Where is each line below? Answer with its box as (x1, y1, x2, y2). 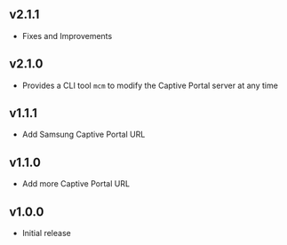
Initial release (21, 228, 71, 239)
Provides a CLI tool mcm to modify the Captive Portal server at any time (21, 80, 278, 91)
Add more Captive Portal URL (21, 178, 131, 189)
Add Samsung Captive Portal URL (21, 129, 146, 140)
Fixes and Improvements (21, 30, 113, 41)
